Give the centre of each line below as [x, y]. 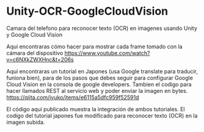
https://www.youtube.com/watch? [107, 53]
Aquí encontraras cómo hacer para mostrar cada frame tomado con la [94, 46]
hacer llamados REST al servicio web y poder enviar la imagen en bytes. [97, 90]
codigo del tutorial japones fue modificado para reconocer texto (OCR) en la [102, 116]
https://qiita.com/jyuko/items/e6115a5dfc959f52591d [73, 97]
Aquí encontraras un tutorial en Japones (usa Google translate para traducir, [102, 71]
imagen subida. [26, 122]
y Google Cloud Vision [35, 34]
